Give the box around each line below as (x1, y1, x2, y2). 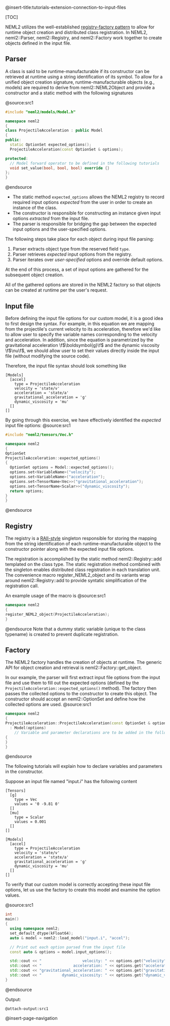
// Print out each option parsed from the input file (10, 944, 125, 950)
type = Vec (14, 797, 37, 802)
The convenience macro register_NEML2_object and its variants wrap (5, 572, 150, 578)
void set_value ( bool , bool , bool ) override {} (10, 165, 110, 170)
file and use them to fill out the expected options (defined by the (5, 680, 139, 686)
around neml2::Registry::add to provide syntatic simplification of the (5, 578, 147, 584)
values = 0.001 (14, 819, 47, 825)
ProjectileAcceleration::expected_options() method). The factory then (5, 685, 157, 691)
